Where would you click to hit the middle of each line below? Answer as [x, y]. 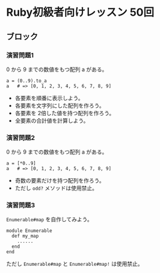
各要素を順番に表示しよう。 [49, 98]
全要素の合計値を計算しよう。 [52, 121]
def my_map [25, 236]
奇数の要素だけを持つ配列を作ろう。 [60, 181]
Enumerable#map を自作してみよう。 [49, 219]
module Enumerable [29, 231]
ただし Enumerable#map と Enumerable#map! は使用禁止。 [75, 264]
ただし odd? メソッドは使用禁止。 [56, 188]
